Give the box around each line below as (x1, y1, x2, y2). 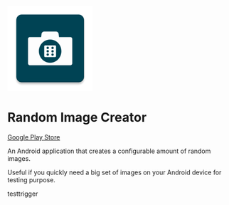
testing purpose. (7, 175, 55, 184)
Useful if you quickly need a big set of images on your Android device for (7, 168, 222, 177)
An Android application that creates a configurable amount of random (7, 147, 211, 155)
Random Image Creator (7, 110, 147, 126)
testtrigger (7, 189, 38, 198)
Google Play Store (7, 132, 60, 141)
